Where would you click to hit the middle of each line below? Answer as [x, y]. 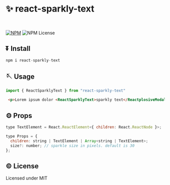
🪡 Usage [20, 77]
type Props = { [22, 136]
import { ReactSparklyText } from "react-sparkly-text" [66, 91]
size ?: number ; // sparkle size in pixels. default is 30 [73, 146]
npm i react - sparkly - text [33, 60]
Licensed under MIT [26, 178]
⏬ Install [18, 49]
